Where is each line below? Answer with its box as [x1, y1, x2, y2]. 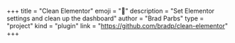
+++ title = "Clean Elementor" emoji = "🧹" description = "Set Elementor [6, 7, 214, 15]
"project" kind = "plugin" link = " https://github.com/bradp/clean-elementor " [6, 22, 229, 30]
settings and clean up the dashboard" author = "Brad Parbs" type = [6, 14, 204, 23]
